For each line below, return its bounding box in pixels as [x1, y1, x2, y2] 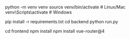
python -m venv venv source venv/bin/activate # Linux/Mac [5, 4, 126, 10]
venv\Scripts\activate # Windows [5, 9, 72, 15]
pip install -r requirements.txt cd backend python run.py [5, 19, 118, 24]
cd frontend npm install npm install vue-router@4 [5, 28, 105, 34]
